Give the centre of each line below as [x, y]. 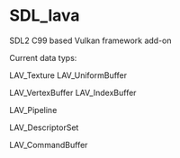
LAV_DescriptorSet [44, 127]
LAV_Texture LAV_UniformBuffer [68, 75]
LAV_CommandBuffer [49, 145]
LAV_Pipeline [33, 110]
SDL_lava [45, 16]
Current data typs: [43, 57]
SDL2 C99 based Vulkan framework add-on [91, 40]
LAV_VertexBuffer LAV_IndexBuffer [73, 92]
